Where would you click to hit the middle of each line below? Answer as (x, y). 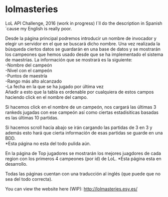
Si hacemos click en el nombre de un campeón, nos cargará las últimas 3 (81, 107)
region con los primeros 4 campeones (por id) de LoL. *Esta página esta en (83, 158)
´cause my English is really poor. (39, 28)
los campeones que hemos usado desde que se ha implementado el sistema (84, 54)
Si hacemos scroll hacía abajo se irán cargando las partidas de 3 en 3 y (79, 127)
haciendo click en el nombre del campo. (47, 97)
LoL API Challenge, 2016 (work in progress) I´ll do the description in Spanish (84, 23)
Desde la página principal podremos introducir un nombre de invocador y (81, 38)
